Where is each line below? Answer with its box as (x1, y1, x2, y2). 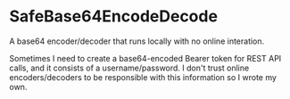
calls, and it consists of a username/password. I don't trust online (9, 62, 250, 73)
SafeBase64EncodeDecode (9, 6, 219, 27)
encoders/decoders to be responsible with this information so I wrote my (9, 71, 277, 82)
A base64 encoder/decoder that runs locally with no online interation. (9, 36, 265, 46)
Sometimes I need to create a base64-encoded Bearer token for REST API (9, 53, 282, 63)
